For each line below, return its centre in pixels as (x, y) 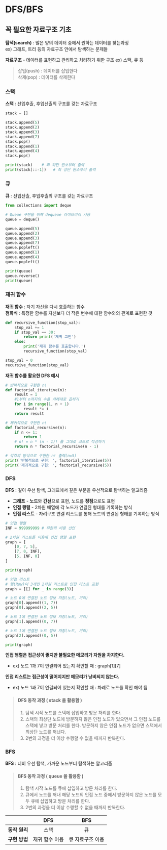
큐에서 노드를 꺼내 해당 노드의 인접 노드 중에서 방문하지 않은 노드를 (91, 795)
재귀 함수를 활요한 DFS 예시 (32, 376)
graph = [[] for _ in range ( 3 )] (39, 589)
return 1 (33, 437)
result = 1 (26, 395)
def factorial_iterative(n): (36, 390)
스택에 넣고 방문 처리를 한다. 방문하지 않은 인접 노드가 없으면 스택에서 (94, 725)
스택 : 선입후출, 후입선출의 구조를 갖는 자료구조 (51, 104)
